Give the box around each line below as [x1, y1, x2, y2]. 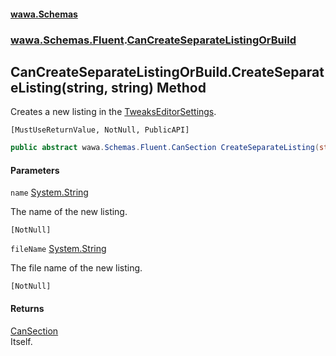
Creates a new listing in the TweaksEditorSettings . [10, 106, 217, 118]
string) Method [110, 79, 207, 96]
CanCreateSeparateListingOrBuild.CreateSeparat [10, 63, 325, 80]
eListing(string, [10, 79, 108, 96]
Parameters [10, 164, 60, 176]
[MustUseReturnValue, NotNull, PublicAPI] [10, 125, 190, 135]
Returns [10, 303, 45, 314]
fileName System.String [10, 243, 107, 255]
